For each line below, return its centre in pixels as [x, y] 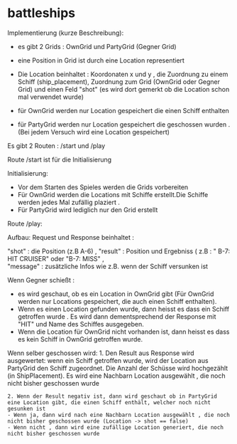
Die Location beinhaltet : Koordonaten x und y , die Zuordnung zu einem [123, 74]
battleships [42, 13]
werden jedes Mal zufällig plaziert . [69, 202]
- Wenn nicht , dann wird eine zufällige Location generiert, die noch [115, 427]
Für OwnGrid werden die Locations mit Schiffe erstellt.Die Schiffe [113, 194]
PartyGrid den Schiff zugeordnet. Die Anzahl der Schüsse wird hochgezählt [118, 368]
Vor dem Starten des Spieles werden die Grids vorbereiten [103, 187]
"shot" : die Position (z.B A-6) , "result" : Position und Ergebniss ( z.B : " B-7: [119, 251]
